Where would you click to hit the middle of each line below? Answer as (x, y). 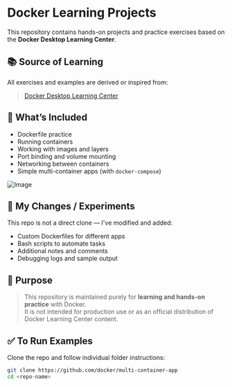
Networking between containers (63, 164)
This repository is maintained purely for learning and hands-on (115, 297)
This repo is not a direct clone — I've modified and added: (90, 223)
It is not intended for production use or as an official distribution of (119, 312)
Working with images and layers (63, 149)
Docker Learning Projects (82, 13)
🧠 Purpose (30, 280)
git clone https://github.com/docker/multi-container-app (92, 370)
